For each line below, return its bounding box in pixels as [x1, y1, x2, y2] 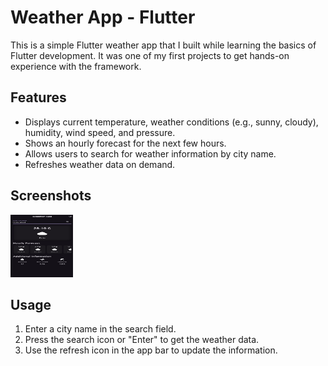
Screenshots [10, 187, 92, 205]
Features [10, 89, 67, 106]
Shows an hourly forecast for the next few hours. [24, 137, 227, 149]
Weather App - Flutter [10, 6, 196, 29]
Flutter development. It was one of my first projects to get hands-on [10, 49, 290, 61]
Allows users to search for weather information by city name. [24, 147, 277, 160]
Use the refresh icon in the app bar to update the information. [24, 344, 278, 356]
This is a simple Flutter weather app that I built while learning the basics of [10, 39, 317, 51]
